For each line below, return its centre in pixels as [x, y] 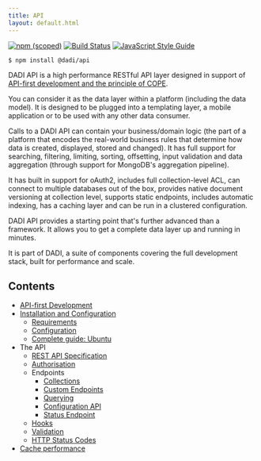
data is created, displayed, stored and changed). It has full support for [122, 148]
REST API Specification [69, 356]
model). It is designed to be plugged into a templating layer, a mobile [120, 107]
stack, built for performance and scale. [72, 261]
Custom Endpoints [74, 390]
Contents [32, 286]
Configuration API [72, 406]
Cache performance [52, 448]
